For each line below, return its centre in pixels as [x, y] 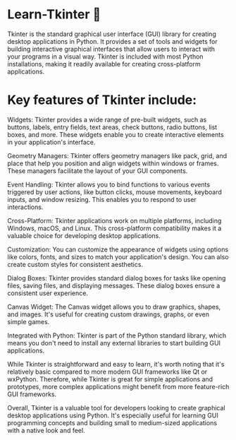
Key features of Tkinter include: [102, 100]
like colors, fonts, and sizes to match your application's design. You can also [118, 256]
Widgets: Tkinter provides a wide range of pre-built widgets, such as [107, 119]
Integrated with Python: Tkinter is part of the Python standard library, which [117, 335]
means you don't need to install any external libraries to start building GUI [114, 343]
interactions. [25, 207]
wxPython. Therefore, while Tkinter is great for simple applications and [110, 379]
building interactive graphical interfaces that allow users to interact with [111, 49]
